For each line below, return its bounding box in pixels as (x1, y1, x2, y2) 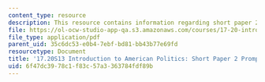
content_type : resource (8, 11, 87, 20)
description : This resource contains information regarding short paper (8, 19, 252, 27)
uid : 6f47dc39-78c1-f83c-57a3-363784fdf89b (8, 62, 154, 70)
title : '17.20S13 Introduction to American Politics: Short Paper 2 (8, 55, 238, 63)
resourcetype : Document (8, 48, 87, 55)
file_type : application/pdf (8, 33, 101, 41)
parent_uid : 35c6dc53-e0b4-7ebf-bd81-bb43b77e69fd (8, 41, 178, 48)
